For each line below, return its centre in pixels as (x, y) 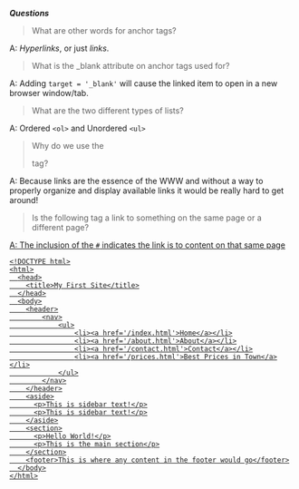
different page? (60, 227)
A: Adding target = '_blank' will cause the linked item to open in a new (144, 83)
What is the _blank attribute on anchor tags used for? (130, 66)
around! (24, 200)
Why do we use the (68, 146)
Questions (29, 13)
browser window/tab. (49, 93)
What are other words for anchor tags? (104, 30)
